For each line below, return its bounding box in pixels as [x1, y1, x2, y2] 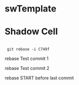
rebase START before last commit [4, 75, 74, 81]
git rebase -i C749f [6, 47, 50, 52]
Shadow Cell [4, 26, 58, 37]
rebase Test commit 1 [4, 55, 48, 61]
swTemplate [4, 3, 56, 14]
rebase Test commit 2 [4, 65, 49, 71]
